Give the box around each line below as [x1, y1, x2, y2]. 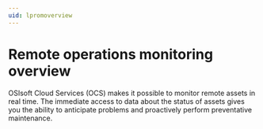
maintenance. [8, 113, 53, 123]
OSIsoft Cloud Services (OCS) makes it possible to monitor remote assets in [8, 88, 256, 98]
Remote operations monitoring [8, 45, 214, 63]
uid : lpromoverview [8, 11, 73, 20]
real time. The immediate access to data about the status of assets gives [8, 96, 246, 106]
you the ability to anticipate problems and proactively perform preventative [8, 105, 253, 114]
